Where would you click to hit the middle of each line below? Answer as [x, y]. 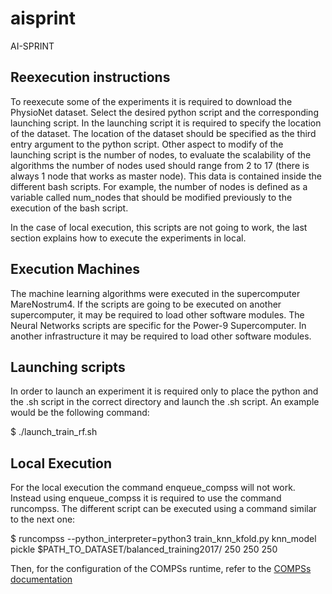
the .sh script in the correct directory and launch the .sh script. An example [165, 402]
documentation [41, 579]
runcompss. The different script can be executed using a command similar [163, 509]
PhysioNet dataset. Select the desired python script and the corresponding [164, 112]
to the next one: [43, 519]
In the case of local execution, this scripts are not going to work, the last [159, 227]
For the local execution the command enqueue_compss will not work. [153, 488]
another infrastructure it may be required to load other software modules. [161, 336]
